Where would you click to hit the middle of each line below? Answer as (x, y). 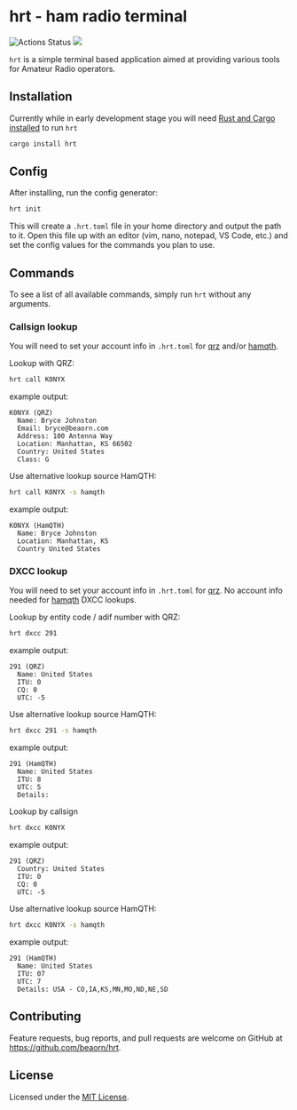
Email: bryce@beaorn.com (63, 428)
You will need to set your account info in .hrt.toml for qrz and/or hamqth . (144, 346)
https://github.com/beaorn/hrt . (65, 1047)
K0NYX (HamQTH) (37, 526)
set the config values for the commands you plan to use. (112, 245)
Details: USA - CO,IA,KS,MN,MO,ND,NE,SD (93, 989)
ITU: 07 (31, 974)
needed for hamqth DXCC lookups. (73, 600)
